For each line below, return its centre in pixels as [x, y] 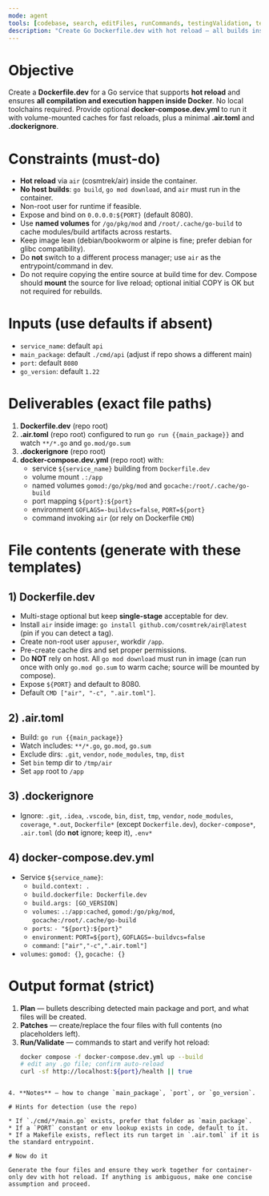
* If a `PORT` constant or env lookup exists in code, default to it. [128, 1128]
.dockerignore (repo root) [63, 452]
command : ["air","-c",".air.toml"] [90, 945]
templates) [45, 567]
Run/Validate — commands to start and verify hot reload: [115, 1042]
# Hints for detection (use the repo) [73, 1107]
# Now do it [28, 1156]
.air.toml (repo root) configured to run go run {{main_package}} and [132, 435]
